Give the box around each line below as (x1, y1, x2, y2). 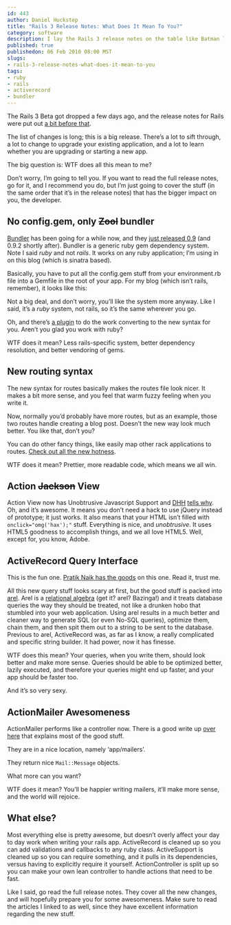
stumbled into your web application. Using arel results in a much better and (7, 609, 220, 617)
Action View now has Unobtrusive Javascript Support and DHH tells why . (7, 499, 214, 507)
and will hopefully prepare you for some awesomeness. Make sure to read (7, 895, 217, 903)
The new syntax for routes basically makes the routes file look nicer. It (7, 384, 206, 392)
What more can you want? (7, 772, 81, 781)
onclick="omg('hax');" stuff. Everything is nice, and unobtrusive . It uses (7, 521, 212, 529)
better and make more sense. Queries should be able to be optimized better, (7, 658, 223, 667)
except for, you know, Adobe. (7, 535, 91, 543)
